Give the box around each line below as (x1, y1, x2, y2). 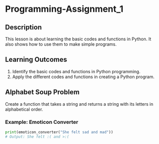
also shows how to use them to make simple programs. (5, 41, 117, 47)
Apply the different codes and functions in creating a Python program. (12, 74, 155, 80)
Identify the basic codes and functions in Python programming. (12, 68, 141, 74)
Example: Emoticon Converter (5, 118, 79, 125)
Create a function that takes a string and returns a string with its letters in (5, 101, 154, 107)
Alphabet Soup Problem (5, 88, 80, 96)
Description (5, 23, 42, 31)
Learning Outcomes (5, 56, 67, 64)
